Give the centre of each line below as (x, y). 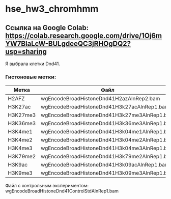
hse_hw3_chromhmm (52, 9)
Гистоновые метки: (31, 77)
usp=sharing (26, 51)
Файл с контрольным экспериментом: (47, 186)
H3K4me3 (20, 148)
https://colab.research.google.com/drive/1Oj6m (83, 35)
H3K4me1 (20, 132)
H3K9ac (18, 165)
